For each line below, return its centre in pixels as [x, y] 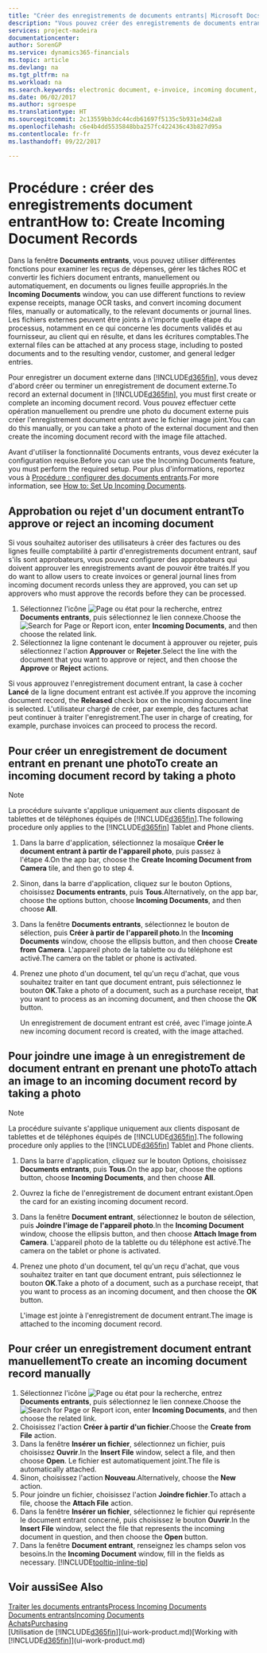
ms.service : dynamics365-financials [69, 53]
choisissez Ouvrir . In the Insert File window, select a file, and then [128, 1452]
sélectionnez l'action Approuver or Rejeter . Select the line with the [128, 651]
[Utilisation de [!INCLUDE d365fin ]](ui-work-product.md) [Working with [123, 1632]
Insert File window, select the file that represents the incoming [122, 1528]
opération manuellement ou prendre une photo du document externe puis [128, 412]
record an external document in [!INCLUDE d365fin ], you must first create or [132, 394]
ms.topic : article [39, 61]
